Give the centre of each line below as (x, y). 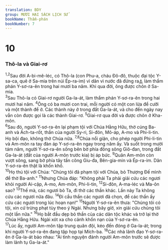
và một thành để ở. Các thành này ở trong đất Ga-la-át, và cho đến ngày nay (84, 109)
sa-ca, (12, 81)
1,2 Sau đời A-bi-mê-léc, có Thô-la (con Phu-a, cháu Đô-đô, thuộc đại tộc (80, 75)
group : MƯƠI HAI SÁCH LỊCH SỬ (37, 14)
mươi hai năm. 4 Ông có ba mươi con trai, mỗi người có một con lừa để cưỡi (82, 104)
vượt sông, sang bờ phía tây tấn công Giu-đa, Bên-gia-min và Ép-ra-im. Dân (83, 160)
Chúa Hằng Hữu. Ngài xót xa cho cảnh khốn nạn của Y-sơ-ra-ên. (72, 219)
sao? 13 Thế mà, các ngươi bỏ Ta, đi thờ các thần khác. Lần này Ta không (80, 190)
